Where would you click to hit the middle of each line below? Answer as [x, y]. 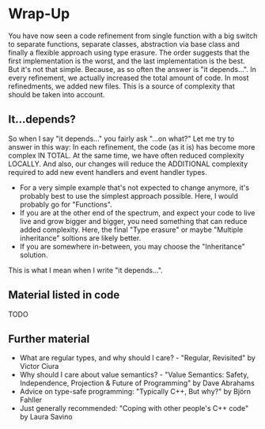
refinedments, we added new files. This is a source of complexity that [122, 86]
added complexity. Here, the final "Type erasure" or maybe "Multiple [131, 230]
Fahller [31, 400]
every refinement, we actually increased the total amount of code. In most [129, 78]
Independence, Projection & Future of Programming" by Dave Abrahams [137, 383]
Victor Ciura [39, 366]
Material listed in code [64, 295]
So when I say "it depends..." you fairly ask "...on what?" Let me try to [121, 139]
